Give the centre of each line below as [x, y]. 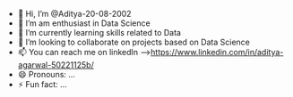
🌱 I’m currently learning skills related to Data [99, 32]
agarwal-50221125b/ [56, 65]
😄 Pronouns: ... [47, 74]
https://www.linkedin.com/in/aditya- [217, 52]
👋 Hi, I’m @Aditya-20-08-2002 [74, 14]
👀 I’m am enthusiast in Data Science [84, 23]
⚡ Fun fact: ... [42, 84]
